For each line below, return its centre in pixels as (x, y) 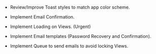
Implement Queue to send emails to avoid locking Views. (69, 46)
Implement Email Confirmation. (42, 17)
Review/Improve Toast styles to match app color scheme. (70, 7)
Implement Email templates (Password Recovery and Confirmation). (81, 36)
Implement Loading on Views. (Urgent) (50, 26)
